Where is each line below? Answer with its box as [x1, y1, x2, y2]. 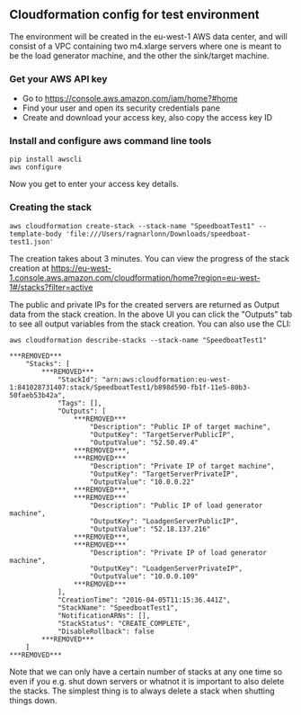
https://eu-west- [50, 263, 112, 273]
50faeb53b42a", [9, 390, 66, 399]
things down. [9, 694, 58, 705]
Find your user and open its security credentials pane [22, 103, 220, 113]
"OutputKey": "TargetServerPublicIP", [89, 430, 235, 439]
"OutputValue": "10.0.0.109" [89, 571, 199, 581]
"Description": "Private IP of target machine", [89, 461, 276, 470]
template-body [9, 229, 63, 238]
